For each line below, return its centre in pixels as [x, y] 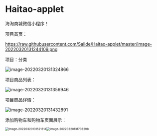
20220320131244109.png [31, 49]
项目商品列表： [20, 79]
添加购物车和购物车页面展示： [36, 120]
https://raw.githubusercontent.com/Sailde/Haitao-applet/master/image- [78, 44]
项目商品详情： [20, 100]
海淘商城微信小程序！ [27, 23]
